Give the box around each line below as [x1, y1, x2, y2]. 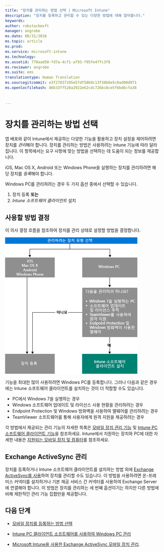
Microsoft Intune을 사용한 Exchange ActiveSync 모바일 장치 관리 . [12, 541, 141, 547]
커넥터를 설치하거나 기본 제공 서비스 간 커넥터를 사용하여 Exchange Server [14, 479, 157, 484]
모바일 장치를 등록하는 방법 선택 [12, 520, 72, 526]
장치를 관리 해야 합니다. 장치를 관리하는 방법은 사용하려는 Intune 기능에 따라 [5, 142, 148, 148]
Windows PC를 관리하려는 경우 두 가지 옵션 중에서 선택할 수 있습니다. [5, 181, 138, 187]
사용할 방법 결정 [5, 213, 50, 222]
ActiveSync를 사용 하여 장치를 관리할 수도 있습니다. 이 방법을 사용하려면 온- [5, 473, 149, 479]
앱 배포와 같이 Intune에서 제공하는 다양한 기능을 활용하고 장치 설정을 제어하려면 [5, 136, 156, 142]
